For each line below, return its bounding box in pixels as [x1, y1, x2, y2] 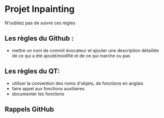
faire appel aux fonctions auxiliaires [11, 85, 85, 91]
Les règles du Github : [4, 34, 74, 43]
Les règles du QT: [4, 67, 60, 75]
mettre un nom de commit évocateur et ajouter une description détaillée [11, 47, 160, 53]
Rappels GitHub [4, 105, 54, 114]
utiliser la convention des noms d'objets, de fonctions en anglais [11, 80, 144, 86]
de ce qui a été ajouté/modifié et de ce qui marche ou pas [11, 53, 130, 59]
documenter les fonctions [11, 91, 65, 97]
